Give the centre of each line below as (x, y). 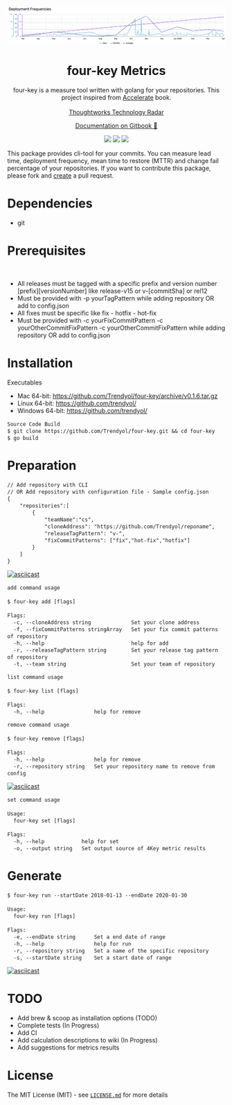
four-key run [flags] (45, 916)
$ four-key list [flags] (43, 691)
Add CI (27, 1032)
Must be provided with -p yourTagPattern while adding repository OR (116, 298)
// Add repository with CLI (48, 485)
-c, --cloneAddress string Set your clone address (106, 622)
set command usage (34, 800)
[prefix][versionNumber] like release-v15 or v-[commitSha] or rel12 (112, 291)
